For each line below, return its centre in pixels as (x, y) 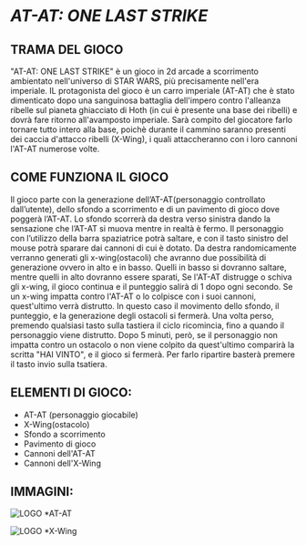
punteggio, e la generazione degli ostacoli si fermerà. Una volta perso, (142, 315)
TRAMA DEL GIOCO (67, 50)
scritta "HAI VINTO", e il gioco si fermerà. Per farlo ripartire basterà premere (153, 354)
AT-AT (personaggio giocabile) (81, 415)
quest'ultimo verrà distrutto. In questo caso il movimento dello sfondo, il (145, 305)
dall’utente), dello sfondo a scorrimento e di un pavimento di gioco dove (145, 209)
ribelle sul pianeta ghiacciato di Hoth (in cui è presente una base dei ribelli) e (154, 110)
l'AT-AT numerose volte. (55, 149)
